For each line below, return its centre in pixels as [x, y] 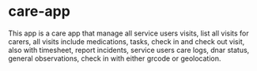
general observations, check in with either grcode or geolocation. [115, 58]
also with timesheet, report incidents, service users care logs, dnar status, [129, 50]
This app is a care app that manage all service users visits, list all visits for [128, 33]
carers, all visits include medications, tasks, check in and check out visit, [127, 41]
